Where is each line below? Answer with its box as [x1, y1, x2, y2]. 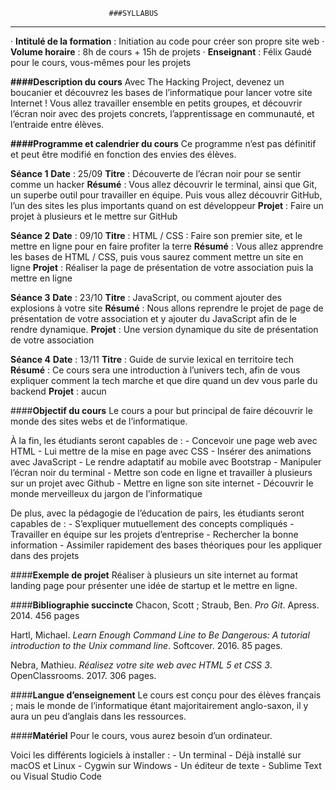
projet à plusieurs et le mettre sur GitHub [10, 210, 178, 222]
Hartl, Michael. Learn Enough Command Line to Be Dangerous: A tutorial [10, 629, 310, 641]
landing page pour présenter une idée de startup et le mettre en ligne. [10, 580, 298, 591]
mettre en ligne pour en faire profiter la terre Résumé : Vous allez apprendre [10, 240, 324, 252]
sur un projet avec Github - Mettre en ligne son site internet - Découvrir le [10, 477, 314, 489]
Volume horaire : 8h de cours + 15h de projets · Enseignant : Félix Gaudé [10, 46, 312, 58]
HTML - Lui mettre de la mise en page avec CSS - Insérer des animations [10, 445, 312, 457]
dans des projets [10, 550, 80, 561]
